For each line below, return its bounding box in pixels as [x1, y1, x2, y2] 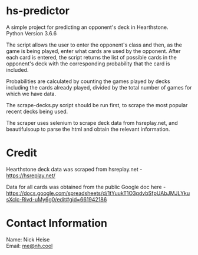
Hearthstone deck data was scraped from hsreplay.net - [6, 165, 143, 173]
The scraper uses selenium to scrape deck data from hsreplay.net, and [6, 119, 178, 126]
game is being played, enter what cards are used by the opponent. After [6, 47, 181, 54]
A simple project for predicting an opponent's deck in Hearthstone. [6, 24, 169, 31]
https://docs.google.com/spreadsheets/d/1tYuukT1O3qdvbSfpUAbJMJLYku [6, 190, 190, 197]
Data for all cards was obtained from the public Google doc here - [6, 183, 166, 190]
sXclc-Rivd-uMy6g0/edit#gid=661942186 [6, 196, 107, 203]
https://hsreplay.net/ [6, 172, 56, 179]
